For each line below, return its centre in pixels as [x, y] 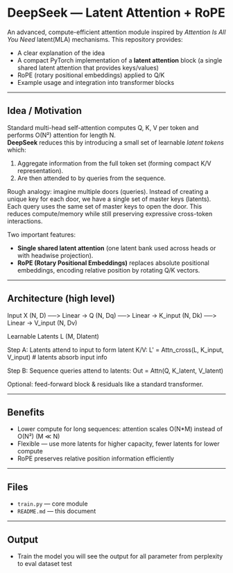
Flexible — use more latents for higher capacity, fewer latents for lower [118, 444]
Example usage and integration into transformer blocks [96, 82]
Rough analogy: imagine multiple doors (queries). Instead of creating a [108, 191]
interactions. [25, 221]
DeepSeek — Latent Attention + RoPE [116, 13]
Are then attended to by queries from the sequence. [92, 178]
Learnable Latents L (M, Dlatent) [53, 336]
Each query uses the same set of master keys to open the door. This [105, 206]
